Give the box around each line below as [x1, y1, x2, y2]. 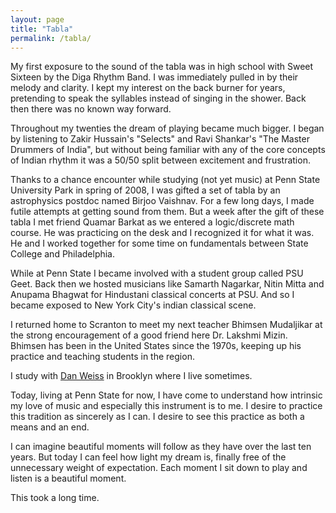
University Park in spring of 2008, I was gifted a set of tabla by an [10, 184, 281, 196]
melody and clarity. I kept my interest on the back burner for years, [10, 82, 286, 94]
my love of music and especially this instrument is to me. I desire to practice [10, 400, 323, 412]
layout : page [10, 14, 65, 25]
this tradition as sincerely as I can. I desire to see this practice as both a [10, 411, 305, 423]
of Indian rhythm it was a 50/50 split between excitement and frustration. [10, 154, 311, 166]
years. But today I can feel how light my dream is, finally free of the [10, 451, 287, 463]
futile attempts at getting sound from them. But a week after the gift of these [10, 206, 325, 218]
